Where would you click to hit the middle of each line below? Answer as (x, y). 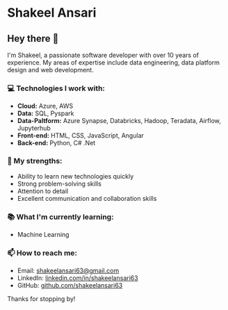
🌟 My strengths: (35, 161)
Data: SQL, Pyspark (46, 113)
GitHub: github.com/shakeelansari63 (70, 286)
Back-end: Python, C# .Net (56, 143)
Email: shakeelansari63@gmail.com (68, 271)
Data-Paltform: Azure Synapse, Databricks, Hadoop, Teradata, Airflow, (119, 121)
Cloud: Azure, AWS (45, 106)
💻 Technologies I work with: (56, 88)
